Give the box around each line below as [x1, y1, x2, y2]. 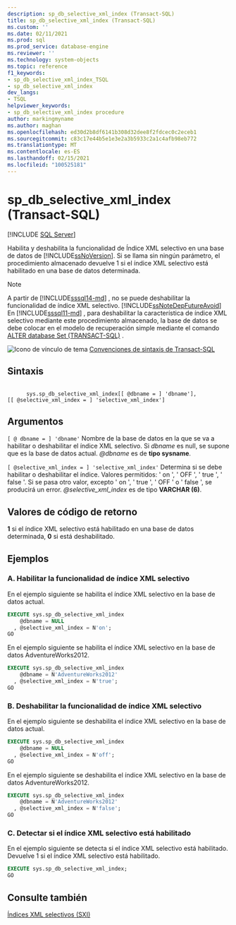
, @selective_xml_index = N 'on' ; [13, 624, 112, 631]
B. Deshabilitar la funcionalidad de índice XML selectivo [7, 700, 202, 710]
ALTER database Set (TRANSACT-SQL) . [7, 331, 125, 340]
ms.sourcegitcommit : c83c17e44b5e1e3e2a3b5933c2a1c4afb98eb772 [7, 135, 197, 142]
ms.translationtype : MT [7, 142, 77, 149]
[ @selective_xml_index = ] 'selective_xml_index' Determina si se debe [7, 463, 223, 472]
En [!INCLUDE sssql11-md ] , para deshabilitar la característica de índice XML [7, 309, 228, 317]
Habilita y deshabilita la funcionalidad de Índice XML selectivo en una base [7, 244, 224, 252]
